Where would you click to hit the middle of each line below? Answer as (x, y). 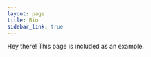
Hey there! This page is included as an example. (75, 47)
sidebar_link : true (35, 26)
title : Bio (23, 20)
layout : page (26, 14)
